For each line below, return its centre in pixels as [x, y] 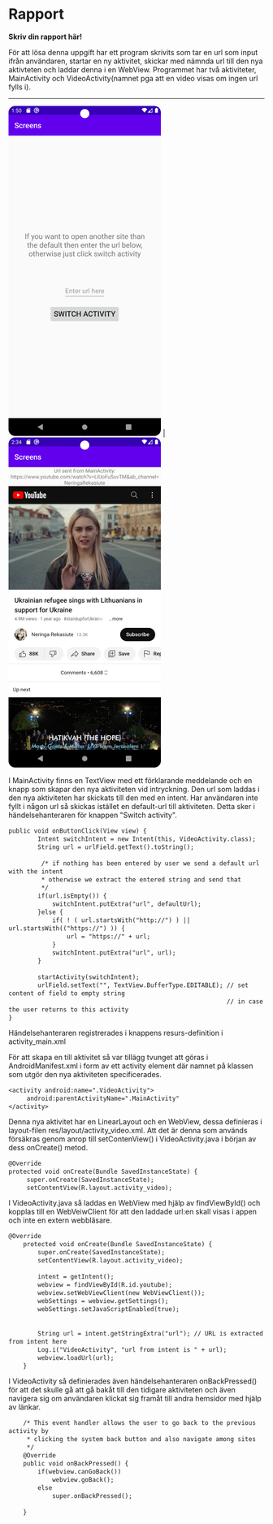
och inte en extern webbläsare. [60, 1220]
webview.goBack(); [83, 1479]
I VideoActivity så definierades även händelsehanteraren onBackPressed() [133, 1381]
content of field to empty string [67, 993]
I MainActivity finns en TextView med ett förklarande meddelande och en [130, 780]
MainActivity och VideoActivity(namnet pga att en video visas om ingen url [133, 78]
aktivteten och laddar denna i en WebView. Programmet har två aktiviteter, [132, 69]
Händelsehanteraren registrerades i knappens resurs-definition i [116, 1033]
